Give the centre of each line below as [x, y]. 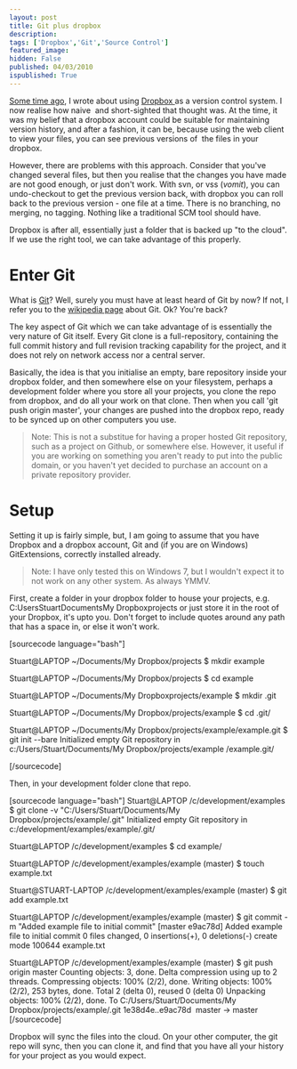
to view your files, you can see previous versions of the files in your [134, 138]
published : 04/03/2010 [51, 68]
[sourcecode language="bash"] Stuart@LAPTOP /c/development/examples [148, 800]
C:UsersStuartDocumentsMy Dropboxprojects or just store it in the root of [144, 607]
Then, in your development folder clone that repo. [100, 783]
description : [33, 34]
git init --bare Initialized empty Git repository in [95, 739]
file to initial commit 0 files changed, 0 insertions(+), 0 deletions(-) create [144, 935]
